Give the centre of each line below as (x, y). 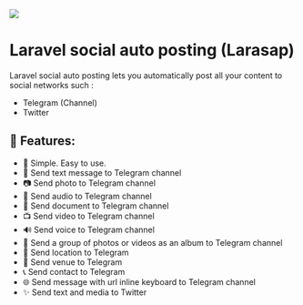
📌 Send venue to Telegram (72, 262)
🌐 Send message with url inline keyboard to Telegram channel (139, 281)
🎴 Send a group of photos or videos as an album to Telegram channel (152, 242)
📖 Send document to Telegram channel (96, 206)
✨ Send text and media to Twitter (85, 292)
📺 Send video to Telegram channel (88, 216)
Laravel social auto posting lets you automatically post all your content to (146, 75)
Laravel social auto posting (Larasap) (152, 51)
